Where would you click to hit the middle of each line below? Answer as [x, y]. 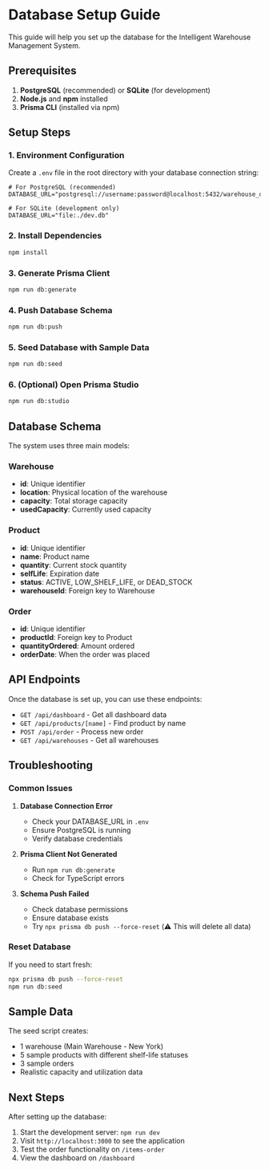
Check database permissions [80, 909]
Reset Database [40, 947]
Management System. [44, 45]
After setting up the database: [57, 1117]
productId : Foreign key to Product [76, 637]
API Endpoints [44, 680]
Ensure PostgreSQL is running [81, 830]
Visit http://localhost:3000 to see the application [102, 1141]
